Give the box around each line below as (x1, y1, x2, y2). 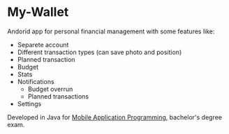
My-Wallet (7, 4, 69, 20)
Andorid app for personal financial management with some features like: (7, 27, 215, 35)
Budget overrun (27, 85, 73, 93)
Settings (17, 99, 42, 108)
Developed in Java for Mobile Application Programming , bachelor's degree (7, 112, 222, 122)
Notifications (17, 77, 54, 85)
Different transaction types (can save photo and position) (17, 48, 182, 56)
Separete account (17, 40, 69, 49)
